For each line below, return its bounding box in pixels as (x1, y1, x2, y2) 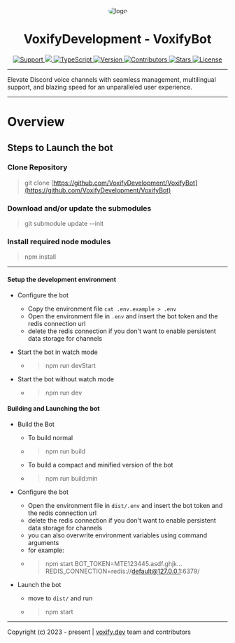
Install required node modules (7, 237, 111, 247)
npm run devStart (45, 361, 97, 369)
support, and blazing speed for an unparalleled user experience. (7, 83, 192, 91)
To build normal (27, 433, 73, 441)
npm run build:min (45, 474, 98, 482)
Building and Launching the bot (7, 404, 100, 413)
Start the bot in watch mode (17, 348, 98, 356)
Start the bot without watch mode (17, 374, 115, 383)
